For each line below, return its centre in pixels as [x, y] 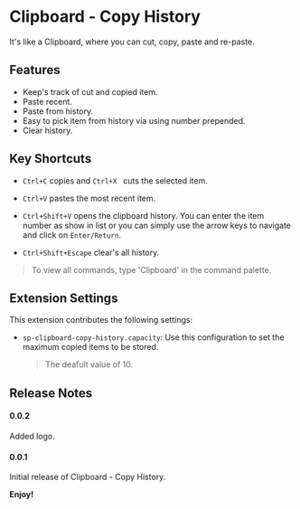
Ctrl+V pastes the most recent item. [89, 198]
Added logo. [33, 436]
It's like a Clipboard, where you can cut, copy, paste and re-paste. [132, 42]
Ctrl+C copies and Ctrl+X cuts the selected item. [115, 180]
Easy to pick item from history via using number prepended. [134, 120]
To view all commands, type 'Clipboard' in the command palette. [151, 269]
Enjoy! [22, 495]
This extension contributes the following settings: [101, 320]
